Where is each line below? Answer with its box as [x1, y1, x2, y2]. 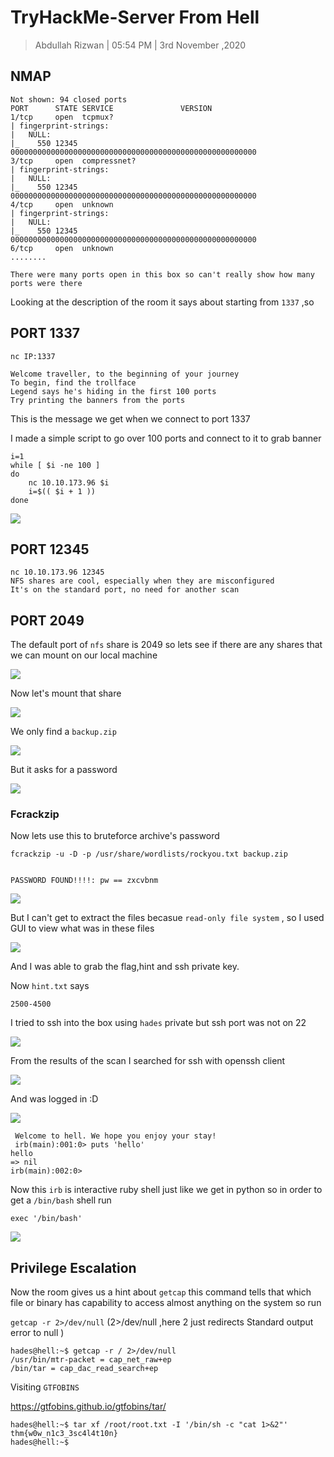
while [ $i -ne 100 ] [10, 460, 101, 470]
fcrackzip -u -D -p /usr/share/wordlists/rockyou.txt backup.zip [10, 849, 288, 860]
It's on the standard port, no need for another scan [10, 585, 240, 595]
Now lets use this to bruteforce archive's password [10, 830, 220, 842]
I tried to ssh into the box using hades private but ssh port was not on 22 [10, 1017, 307, 1029]
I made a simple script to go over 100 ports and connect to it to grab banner [10, 432, 322, 444]
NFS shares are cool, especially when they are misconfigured [10, 576, 275, 586]
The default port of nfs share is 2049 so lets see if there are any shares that [10, 639, 323, 651]
